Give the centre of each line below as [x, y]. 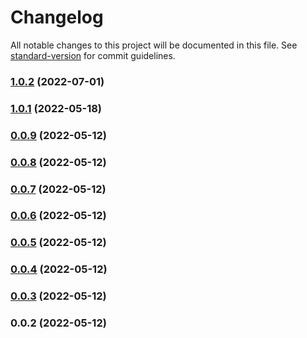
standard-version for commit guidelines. [93, 55]
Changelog [57, 17]
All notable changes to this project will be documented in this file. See [154, 45]
